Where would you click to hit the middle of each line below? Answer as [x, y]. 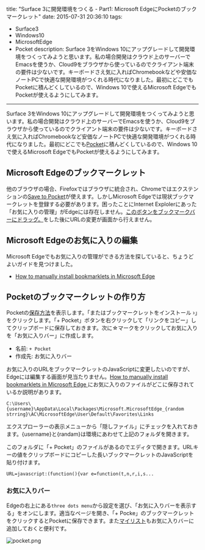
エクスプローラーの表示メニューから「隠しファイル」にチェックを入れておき [102, 427]
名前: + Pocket [33, 349]
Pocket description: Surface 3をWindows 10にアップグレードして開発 [103, 49]
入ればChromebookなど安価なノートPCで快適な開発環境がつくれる [106, 137]
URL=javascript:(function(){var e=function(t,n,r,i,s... [80, 474]
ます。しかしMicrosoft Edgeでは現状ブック [135, 196]
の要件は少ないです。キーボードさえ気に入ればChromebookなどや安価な [106, 72]
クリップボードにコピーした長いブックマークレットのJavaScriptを [110, 455]
